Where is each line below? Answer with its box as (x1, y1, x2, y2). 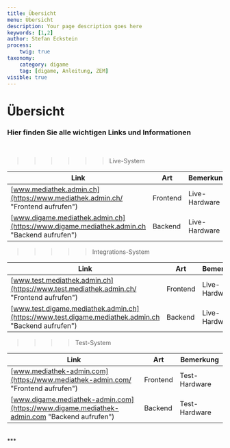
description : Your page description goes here (7, 23, 142, 30)
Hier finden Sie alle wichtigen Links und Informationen (7, 128, 192, 137)
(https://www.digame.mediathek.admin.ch (10, 221, 146, 231)
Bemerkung (180, 355, 219, 364)
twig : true (19, 49, 51, 56)
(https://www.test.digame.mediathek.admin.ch (10, 312, 160, 322)
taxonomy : (7, 55, 36, 62)
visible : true (7, 73, 48, 81)
